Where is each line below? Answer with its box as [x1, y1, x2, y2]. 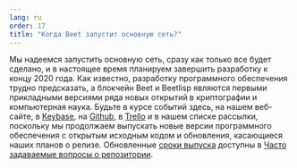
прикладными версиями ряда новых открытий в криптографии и [9, 92, 258, 103]
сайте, [9, 111, 34, 122]
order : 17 [9, 21, 47, 30]
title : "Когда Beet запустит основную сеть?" [9, 29, 182, 38]
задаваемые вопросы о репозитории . [9, 149, 154, 160]
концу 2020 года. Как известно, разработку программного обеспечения [9, 73, 288, 84]
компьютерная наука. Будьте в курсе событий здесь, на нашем [9, 102, 253, 113]
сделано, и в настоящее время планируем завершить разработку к [9, 63, 268, 74]
